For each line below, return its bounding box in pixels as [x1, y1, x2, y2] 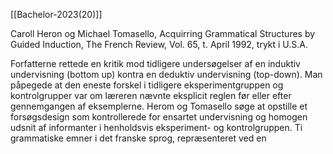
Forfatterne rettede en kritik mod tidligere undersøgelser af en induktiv [10, 58, 301, 69]
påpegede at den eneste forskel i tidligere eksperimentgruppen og [10, 79, 284, 91]
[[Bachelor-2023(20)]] [10, 9, 103, 20]
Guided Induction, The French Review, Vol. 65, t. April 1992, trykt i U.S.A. [10, 39, 309, 50]
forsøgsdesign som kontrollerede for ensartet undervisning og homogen [10, 111, 308, 123]
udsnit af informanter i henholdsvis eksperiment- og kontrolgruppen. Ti [10, 122, 303, 133]
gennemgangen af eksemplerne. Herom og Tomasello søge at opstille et [10, 100, 308, 112]
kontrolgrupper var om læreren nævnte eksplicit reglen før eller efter [10, 90, 292, 101]
